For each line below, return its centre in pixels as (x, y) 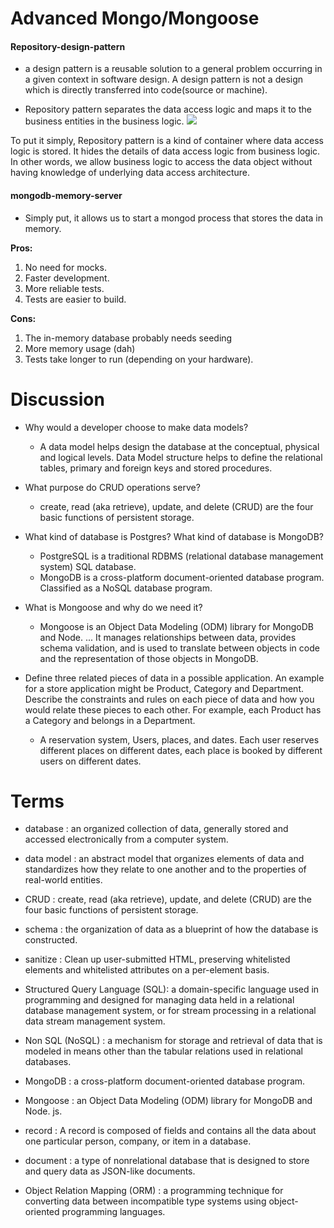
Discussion (57, 399)
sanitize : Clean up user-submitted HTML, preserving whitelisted (157, 959)
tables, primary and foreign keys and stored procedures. (156, 468)
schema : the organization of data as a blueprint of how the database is (171, 929)
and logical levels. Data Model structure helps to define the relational (181, 457)
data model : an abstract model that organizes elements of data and (164, 859)
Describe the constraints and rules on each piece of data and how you (169, 699)
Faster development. (67, 278)
